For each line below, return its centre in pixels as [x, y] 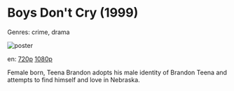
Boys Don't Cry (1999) [73, 13]
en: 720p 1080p [30, 59]
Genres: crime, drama [39, 32]
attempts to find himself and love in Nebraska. [74, 80]
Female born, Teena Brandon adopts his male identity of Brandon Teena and [117, 72]
